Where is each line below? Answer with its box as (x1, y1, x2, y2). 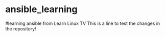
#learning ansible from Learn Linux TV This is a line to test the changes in (5, 20, 160, 26)
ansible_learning (5, 4, 78, 15)
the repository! (5, 25, 37, 31)
